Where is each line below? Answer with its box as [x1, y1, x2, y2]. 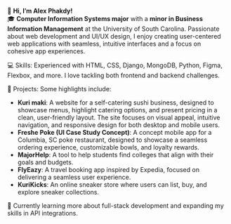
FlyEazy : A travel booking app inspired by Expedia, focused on [17, 166, 200, 173]
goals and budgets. [17, 158, 74, 166]
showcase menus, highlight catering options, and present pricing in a [17, 106, 218, 114]
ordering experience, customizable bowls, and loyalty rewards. [17, 143, 200, 151]
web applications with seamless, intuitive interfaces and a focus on [7, 39, 202, 48]
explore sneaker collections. [17, 188, 100, 196]
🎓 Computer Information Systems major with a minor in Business [7, 15, 204, 22]
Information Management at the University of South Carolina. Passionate [7, 25, 220, 33]
